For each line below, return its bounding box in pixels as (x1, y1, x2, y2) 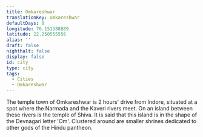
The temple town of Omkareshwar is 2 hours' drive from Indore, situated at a (6, 98, 198, 106)
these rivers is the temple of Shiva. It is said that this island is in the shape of (6, 111, 198, 118)
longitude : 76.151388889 (6, 25, 69, 32)
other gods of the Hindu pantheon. (6, 124, 93, 131)
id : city (6, 59, 28, 65)
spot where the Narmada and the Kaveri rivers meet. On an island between (6, 105, 193, 112)
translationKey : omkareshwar (6, 14, 80, 21)
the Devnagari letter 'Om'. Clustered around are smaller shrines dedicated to (6, 118, 197, 124)
